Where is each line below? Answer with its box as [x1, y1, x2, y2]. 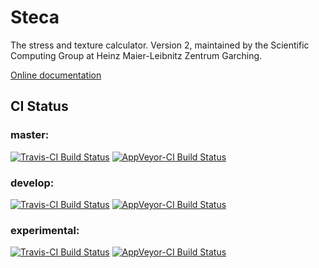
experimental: [10, 223, 80, 237]
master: [10, 128, 50, 142]
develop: [10, 176, 55, 190]
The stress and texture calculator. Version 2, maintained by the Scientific [10, 39, 310, 51]
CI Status [10, 98, 69, 115]
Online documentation [10, 69, 102, 81]
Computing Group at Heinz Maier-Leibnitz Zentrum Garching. [10, 49, 263, 61]
